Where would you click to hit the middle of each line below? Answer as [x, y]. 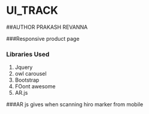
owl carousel [31, 74]
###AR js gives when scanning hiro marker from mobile [75, 104]
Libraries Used [28, 54]
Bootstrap [27, 80]
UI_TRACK [32, 10]
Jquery [24, 67]
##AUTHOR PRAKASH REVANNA [47, 27]
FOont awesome [35, 86]
